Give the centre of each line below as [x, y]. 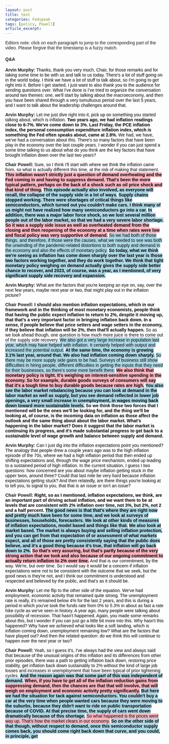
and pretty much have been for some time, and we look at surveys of [77, 516]
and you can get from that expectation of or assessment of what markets [81, 536]
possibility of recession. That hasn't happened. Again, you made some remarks [82, 616]
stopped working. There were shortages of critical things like [69, 200]
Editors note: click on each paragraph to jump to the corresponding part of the [81, 43]
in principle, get [22, 736]
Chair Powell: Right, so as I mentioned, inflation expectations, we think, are [84, 495]
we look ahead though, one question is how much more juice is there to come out [84, 335]
